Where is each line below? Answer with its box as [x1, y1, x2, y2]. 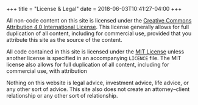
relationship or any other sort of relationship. [6, 92, 118, 99]
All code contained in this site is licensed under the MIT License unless [6, 48, 185, 55]
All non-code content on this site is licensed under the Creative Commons [6, 17, 192, 24]
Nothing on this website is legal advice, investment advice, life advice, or [6, 79, 189, 86]
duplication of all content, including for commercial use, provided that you [6, 30, 192, 37]
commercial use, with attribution [6, 67, 87, 75]
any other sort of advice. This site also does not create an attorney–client [6, 86, 190, 93]
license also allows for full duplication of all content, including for [6, 61, 169, 68]
